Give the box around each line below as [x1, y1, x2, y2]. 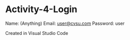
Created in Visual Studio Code [5, 30, 69, 36]
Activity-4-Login [5, 4, 78, 15]
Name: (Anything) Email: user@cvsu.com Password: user [5, 20, 125, 26]
